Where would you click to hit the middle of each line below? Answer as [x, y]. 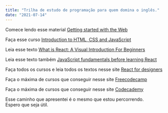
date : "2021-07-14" [26, 15]
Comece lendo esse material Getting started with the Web [67, 29]
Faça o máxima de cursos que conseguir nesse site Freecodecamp [76, 79]
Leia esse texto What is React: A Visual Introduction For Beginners [75, 49]
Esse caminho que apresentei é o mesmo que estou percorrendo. [74, 99]
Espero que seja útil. [27, 105]
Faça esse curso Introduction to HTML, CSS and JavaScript [68, 40]
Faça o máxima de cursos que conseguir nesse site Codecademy [74, 89]
